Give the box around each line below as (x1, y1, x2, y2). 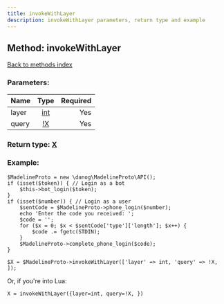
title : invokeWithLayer (7, 10, 76, 17)
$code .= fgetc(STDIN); (32, 228, 100, 235)
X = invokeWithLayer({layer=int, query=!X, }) (7, 290, 144, 297)
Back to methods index (7, 60, 73, 69)
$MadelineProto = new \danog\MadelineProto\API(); (7, 174, 156, 181)
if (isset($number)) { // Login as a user (7, 198, 131, 205)
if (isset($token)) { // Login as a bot (7, 179, 126, 187)
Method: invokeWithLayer (7, 42, 121, 54)
